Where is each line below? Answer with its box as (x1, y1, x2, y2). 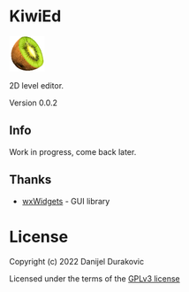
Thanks (9, 173, 52, 188)
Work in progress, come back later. (9, 146, 137, 157)
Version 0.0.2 (9, 97, 57, 108)
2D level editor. (9, 80, 64, 90)
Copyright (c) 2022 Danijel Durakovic (9, 256, 144, 266)
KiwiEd (9, 6, 62, 27)
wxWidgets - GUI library (21, 196, 110, 206)
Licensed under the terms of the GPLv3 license (9, 273, 180, 284)
